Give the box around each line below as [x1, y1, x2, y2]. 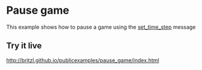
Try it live [6, 41, 42, 51]
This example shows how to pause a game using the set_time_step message [6, 23, 196, 31]
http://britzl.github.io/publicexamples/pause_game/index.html [6, 56, 160, 63]
